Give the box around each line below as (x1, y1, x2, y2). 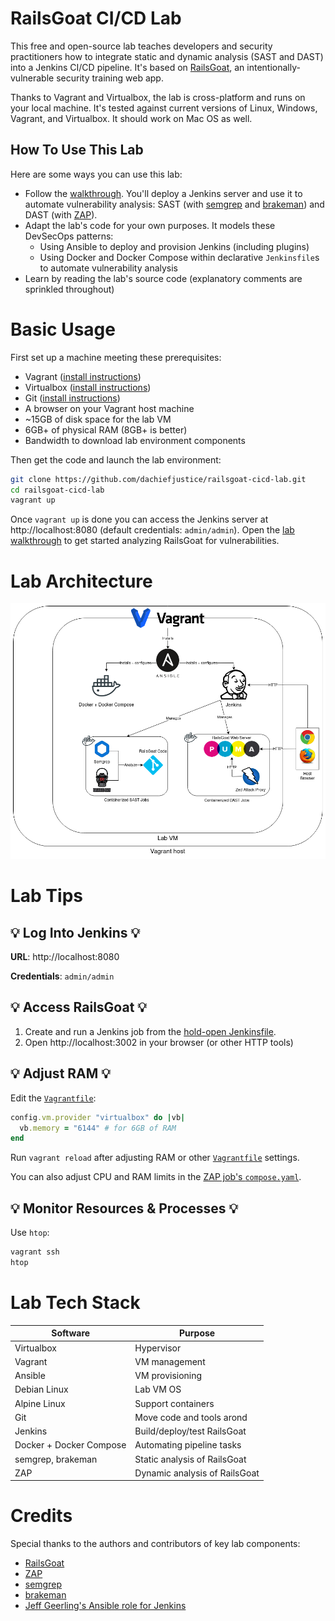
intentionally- (246, 61, 301, 73)
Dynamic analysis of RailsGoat (134, 1467, 260, 1479)
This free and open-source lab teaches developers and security (10, 40, 273, 52)
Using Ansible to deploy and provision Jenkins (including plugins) (39, 240, 310, 252)
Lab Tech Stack (10, 1292, 141, 1314)
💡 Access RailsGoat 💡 (10, 999, 148, 1016)
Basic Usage (10, 318, 116, 341)
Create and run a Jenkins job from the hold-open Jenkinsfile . (24, 1025, 277, 1037)
